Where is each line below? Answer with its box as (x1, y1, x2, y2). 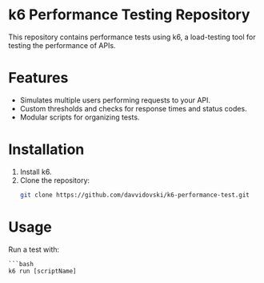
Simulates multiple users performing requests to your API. (19, 95, 210, 105)
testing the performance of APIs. (8, 40, 116, 50)
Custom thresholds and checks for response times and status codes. (19, 103, 247, 113)
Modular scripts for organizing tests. (19, 112, 140, 122)
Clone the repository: (19, 175, 90, 185)
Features (8, 69, 69, 87)
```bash (8, 260, 34, 268)
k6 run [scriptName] (8, 267, 78, 275)
